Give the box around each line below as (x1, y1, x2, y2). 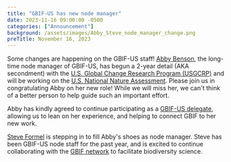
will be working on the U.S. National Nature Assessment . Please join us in (7, 77, 215, 85)
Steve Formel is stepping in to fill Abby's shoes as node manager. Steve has (7, 132, 222, 141)
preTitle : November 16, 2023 (7, 36, 91, 43)
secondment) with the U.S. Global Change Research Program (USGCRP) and (7, 70, 225, 78)
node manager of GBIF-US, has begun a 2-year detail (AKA (21, 62, 190, 70)
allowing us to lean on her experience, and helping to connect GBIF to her (7, 112, 217, 121)
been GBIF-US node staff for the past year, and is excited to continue (7, 140, 203, 148)
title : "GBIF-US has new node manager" (7, 10, 122, 17)
